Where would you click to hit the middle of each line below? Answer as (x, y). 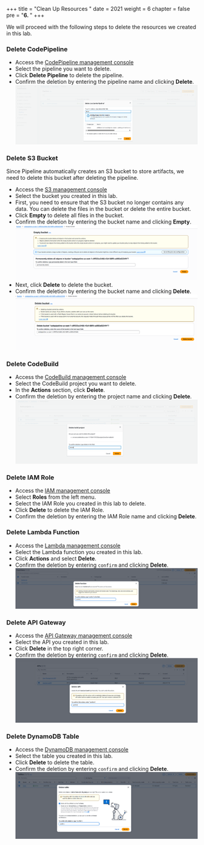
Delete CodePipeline (37, 49)
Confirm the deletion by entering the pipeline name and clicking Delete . (104, 82)
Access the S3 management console (61, 189)
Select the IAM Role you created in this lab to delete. (80, 504)
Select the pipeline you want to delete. (63, 69)
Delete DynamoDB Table (43, 736)
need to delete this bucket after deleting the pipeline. (72, 177)
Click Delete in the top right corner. (59, 649)
